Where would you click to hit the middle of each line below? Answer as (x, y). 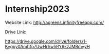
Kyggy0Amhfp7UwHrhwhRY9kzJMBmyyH (47, 46)
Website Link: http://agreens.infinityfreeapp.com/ (54, 22)
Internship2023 (37, 9)
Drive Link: (16, 32)
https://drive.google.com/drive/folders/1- (46, 41)
